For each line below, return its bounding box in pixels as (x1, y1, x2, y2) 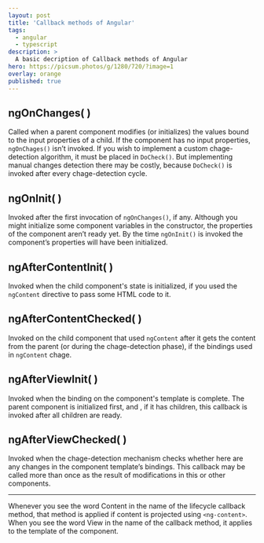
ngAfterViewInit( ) (8, 372, 98, 386)
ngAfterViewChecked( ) (8, 433, 127, 446)
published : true (8, 77, 61, 85)
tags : (8, 26, 26, 34)
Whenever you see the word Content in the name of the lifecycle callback (8, 501, 246, 511)
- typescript (15, 41, 58, 49)
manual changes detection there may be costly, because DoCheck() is (8, 160, 233, 170)
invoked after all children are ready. (8, 410, 123, 420)
